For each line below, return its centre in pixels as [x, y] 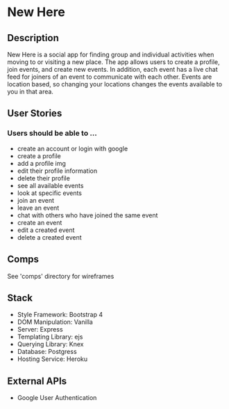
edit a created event [46, 230]
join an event [35, 200]
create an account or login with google [73, 148]
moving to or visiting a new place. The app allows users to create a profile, [113, 62]
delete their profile [44, 178]
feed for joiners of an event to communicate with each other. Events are [110, 77]
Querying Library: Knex [50, 344]
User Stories [35, 113]
